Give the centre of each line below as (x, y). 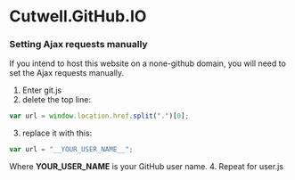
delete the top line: (57, 100)
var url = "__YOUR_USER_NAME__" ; (71, 150)
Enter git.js (42, 90)
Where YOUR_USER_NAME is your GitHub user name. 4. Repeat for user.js (146, 167)
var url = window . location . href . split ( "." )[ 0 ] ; (99, 116)
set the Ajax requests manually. (67, 73)
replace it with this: (57, 133)
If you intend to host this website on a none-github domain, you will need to (148, 63)
